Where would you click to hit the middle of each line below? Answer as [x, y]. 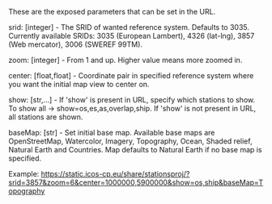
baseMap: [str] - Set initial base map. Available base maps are [112, 133]
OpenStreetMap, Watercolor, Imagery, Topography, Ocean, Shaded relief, [130, 141]
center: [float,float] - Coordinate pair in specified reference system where [131, 75]
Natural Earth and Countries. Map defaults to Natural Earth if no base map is [135, 150]
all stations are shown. [46, 117]
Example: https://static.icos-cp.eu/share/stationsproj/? [99, 174]
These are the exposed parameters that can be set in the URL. [112, 12]
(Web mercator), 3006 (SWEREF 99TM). [76, 44]
